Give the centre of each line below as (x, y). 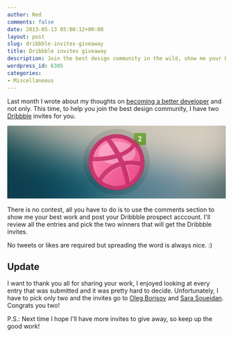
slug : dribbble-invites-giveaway (55, 44)
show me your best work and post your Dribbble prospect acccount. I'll (109, 217)
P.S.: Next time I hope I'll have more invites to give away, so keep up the (110, 319)
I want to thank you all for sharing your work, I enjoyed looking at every (109, 284)
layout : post (26, 37)
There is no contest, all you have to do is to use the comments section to (111, 209)
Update (24, 267)
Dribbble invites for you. (42, 116)
